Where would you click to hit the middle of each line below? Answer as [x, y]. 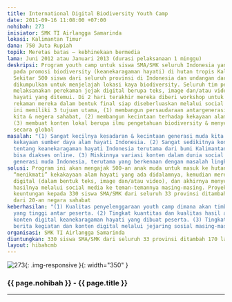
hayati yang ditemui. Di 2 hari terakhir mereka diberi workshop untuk [119, 98]
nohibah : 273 [26, 26]
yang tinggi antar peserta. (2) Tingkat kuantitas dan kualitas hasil [117, 213]
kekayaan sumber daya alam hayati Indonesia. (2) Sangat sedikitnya [114, 143]
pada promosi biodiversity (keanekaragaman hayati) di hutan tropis [114, 71]
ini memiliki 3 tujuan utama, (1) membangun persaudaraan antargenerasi [120, 110]
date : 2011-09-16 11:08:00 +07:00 [57, 20]
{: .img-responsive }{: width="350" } [77, 265]
